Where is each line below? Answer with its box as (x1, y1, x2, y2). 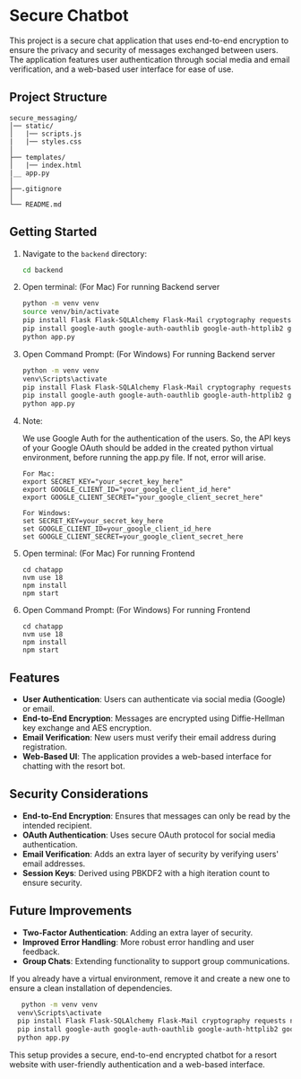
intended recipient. (21, 820, 92, 830)
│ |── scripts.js (9, 129, 82, 138)
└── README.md (9, 199, 63, 209)
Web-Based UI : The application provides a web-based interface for (21, 751, 271, 761)
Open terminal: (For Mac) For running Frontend (21, 548, 195, 559)
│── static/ (9, 121, 54, 130)
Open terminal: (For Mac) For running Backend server (21, 282, 220, 293)
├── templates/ (9, 153, 66, 162)
